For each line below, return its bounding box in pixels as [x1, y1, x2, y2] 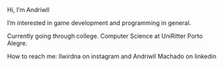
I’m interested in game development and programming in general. [7, 19, 192, 26]
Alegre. [7, 39, 28, 47]
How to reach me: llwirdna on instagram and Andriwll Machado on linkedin [7, 52, 217, 60]
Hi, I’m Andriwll [7, 6, 50, 14]
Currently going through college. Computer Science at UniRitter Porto [7, 32, 203, 40]
